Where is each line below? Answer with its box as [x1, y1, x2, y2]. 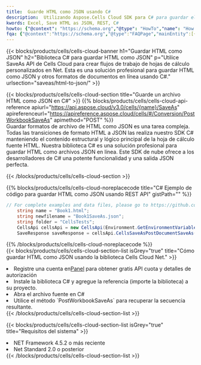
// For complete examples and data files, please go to [6, 202, 148, 209]
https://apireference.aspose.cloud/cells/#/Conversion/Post [50, 110, 195, 117]
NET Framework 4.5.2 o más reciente [14, 339, 106, 346]
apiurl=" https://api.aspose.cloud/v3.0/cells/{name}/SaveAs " [31, 104, 180, 111]
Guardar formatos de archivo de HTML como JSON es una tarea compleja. [6, 123, 190, 130]
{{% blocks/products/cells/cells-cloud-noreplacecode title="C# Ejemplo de [6, 184, 193, 192]
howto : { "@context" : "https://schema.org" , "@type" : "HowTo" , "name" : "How [6, 25, 194, 32]
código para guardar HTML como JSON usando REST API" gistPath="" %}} [6, 191, 192, 198]
